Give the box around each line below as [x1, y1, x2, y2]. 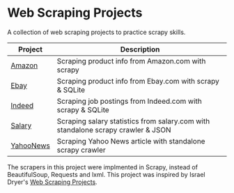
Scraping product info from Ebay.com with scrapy [56, 76, 219, 86]
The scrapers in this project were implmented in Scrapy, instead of [7, 162, 198, 171]
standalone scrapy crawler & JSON [56, 125, 171, 134]
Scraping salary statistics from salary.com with [56, 116, 210, 126]
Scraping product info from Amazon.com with [56, 56, 206, 65]
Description [120, 44, 160, 54]
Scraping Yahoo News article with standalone [56, 136, 205, 146]
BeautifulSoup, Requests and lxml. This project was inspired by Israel [7, 170, 205, 178]
